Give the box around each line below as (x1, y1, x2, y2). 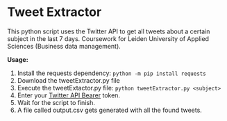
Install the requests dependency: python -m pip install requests (17, 69, 206, 77)
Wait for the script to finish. (17, 98, 95, 106)
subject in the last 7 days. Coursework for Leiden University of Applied (7, 34, 210, 42)
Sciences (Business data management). (7, 42, 121, 50)
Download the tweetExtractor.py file (17, 76, 120, 84)
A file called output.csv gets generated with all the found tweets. (17, 106, 203, 114)
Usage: (7, 55, 29, 63)
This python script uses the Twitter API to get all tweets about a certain (7, 27, 210, 35)
